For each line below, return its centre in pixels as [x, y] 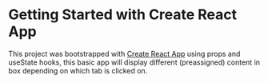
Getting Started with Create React [123, 15]
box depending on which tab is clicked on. [78, 70]
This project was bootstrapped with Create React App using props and [124, 53]
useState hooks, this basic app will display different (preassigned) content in [134, 62]
